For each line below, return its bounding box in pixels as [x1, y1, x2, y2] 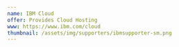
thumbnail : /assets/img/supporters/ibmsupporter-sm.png [7, 29, 172, 37]
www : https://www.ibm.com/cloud [7, 23, 101, 30]
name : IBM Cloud [7, 10, 54, 17]
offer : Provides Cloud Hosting [7, 17, 98, 23]
